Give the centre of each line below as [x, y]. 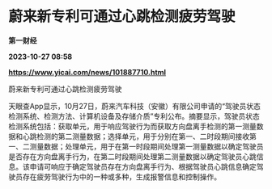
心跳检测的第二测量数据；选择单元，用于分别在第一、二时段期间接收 [136, 136]
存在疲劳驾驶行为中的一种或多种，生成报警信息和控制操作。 [121, 176]
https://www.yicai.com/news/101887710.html [87, 72]
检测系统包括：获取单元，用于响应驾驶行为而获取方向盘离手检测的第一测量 [132, 126]
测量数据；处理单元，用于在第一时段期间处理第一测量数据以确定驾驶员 [147, 146]
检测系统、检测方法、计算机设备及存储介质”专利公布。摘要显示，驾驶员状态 [134, 116]
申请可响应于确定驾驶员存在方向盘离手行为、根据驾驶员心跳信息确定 [143, 166]
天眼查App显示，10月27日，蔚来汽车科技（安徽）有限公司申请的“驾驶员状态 [134, 106]
